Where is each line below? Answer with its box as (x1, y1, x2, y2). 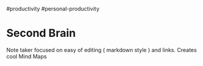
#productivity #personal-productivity (6, 5, 100, 12)
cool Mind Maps (6, 53, 47, 60)
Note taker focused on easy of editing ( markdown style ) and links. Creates (6, 46, 197, 53)
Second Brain (6, 27, 76, 40)
